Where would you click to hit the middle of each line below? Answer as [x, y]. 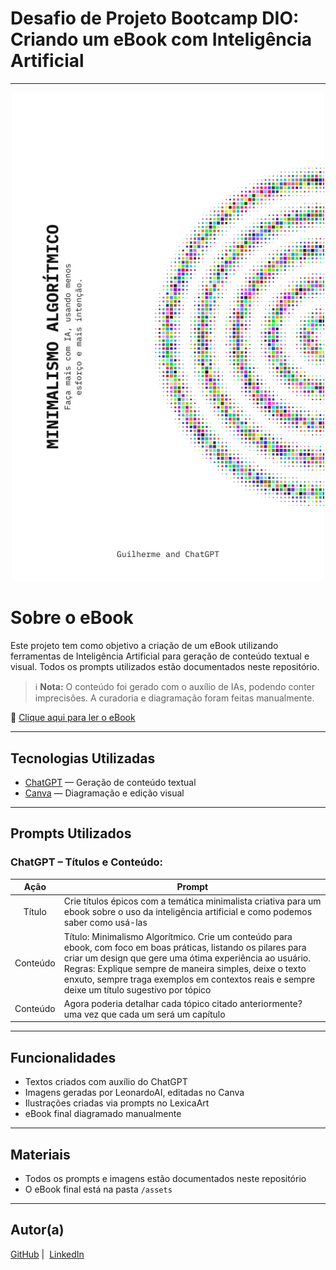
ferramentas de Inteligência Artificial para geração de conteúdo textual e [160, 656]
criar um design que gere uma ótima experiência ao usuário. [187, 958]
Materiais [40, 1154]
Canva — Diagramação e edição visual [104, 793]
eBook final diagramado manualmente [103, 1114]
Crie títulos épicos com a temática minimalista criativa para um [192, 901]
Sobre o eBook [72, 618]
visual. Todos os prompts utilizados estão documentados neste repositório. [165, 667]
